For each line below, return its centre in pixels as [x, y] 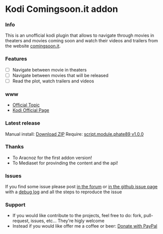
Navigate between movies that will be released [60, 75]
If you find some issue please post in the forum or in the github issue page [81, 187]
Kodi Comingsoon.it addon [62, 9]
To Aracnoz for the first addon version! [52, 157]
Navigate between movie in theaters [50, 70]
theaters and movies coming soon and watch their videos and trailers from [81, 41]
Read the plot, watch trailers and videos [53, 81]
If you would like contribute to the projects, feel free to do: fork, [78, 216]
